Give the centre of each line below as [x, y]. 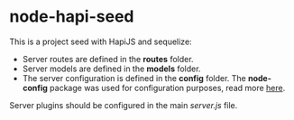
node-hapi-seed [72, 17]
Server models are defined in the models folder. [111, 69]
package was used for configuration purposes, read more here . [167, 88]
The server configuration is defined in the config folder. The [134, 78]
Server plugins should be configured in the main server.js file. [124, 105]
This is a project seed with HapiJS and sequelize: [101, 42]
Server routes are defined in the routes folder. [108, 59]
